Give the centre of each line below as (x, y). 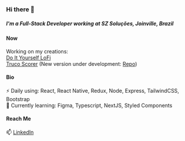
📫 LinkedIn (20, 132)
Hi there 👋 (21, 9)
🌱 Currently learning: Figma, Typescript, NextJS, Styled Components (89, 105)
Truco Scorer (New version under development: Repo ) (72, 63)
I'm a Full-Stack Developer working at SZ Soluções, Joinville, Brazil (90, 23)
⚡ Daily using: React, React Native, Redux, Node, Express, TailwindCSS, (92, 90)
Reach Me (18, 119)
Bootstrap (18, 99)
